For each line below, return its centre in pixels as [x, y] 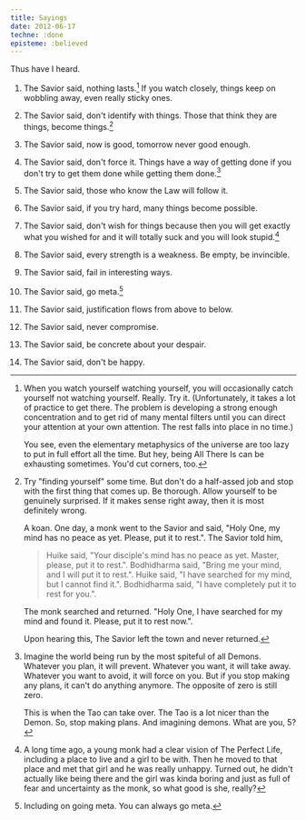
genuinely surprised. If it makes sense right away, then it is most [143, 500]
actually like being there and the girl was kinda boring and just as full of [157, 778]
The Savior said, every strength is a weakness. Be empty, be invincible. [156, 255]
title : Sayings [39, 18]
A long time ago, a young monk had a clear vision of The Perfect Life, [153, 749]
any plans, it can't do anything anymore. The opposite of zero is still [150, 685]
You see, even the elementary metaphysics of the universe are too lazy [156, 444]
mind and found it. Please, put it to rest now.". [108, 621]
